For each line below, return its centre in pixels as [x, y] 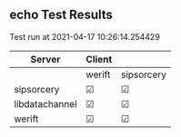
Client [99, 59]
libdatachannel [45, 103]
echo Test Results [61, 15]
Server [45, 59]
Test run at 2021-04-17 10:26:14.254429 [85, 36]
